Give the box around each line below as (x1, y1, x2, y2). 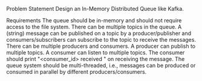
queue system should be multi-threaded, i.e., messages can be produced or (6, 62, 196, 69)
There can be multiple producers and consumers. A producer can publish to (6, 42, 195, 50)
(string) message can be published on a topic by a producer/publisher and (6, 30, 192, 37)
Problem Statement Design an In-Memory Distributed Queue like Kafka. (6, 5, 184, 12)
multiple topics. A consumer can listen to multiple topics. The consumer (6, 49, 185, 56)
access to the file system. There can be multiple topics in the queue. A (6, 24, 182, 30)
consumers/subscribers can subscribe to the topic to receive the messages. (6, 36, 197, 43)
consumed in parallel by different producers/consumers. (6, 68, 147, 75)
